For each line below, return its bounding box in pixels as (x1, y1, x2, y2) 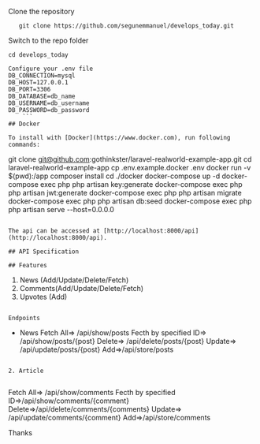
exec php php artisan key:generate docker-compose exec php (40, 180, 243, 188)
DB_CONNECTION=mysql (8, 72, 76, 80)
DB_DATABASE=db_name (8, 92, 76, 100)
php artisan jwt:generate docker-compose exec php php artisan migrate (8, 188, 242, 197)
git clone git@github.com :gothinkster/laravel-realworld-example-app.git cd (8, 155, 252, 164)
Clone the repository (8, 7, 75, 16)
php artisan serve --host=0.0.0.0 (8, 205, 114, 214)
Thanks (8, 428, 33, 437)
